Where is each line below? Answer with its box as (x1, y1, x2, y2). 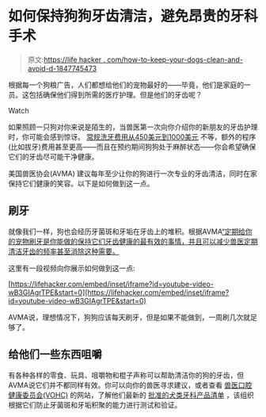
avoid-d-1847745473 (27, 63, 97, 73)
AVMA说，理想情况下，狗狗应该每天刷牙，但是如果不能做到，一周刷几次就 (8, 312, 251, 322)
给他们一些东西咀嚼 (8, 348, 102, 362)
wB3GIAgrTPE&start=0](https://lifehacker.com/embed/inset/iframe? (8, 287, 230, 297)
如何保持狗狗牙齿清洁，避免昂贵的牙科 (8, 7, 259, 25)
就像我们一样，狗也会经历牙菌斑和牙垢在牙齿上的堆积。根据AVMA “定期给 (8, 227, 246, 236)
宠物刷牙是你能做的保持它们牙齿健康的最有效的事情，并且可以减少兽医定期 (14, 236, 258, 246)
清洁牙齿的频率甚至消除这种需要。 (8, 247, 120, 256)
